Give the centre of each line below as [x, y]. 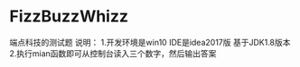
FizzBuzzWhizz [69, 17]
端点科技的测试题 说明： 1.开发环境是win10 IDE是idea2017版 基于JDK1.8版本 [150, 42]
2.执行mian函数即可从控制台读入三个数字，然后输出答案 [113, 53]
